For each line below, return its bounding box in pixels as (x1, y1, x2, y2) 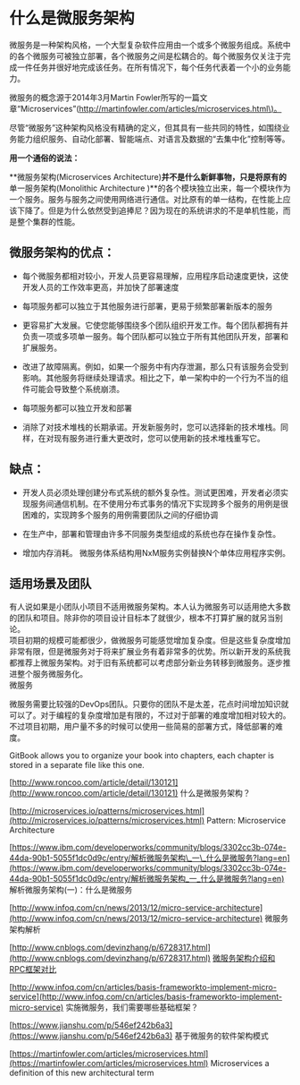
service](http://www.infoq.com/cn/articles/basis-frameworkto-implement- (9, 991, 283, 1003)
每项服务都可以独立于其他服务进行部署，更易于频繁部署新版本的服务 (21, 301, 273, 312)
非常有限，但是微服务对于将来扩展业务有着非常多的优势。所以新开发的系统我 (9, 646, 291, 657)
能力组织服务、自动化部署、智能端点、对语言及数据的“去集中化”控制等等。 (16, 133, 290, 144)
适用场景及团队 (9, 576, 92, 591)
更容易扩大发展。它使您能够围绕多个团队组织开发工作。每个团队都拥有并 (21, 320, 288, 330)
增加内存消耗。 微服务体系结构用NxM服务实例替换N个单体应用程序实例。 (21, 547, 291, 558)
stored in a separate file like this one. (9, 760, 145, 771)
